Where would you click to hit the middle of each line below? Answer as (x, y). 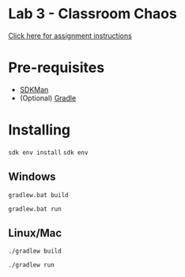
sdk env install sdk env (48, 152)
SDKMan (34, 89)
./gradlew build (35, 251)
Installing (40, 130)
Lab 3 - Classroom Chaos (93, 14)
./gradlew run (32, 265)
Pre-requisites (57, 68)
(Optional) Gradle (48, 98)
